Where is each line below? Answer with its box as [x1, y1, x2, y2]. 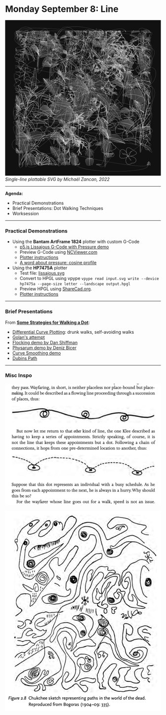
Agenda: [5, 190, 23, 196]
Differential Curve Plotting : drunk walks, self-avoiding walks [12, 329, 134, 335]
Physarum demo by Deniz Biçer [12, 345, 77, 351]
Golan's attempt [12, 334, 45, 340]
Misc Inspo [5, 372, 32, 379]
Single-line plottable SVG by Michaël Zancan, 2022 [5, 176, 110, 182]
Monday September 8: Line [5, 3, 119, 15]
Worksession [12, 210, 39, 216]
